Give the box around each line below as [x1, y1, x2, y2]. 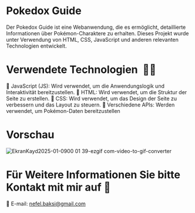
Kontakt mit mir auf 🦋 [6, 181, 111, 194]
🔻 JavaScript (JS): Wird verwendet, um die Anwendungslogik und [6, 82, 164, 89]
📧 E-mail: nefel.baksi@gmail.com [6, 200, 86, 207]
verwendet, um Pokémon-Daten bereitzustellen [6, 107, 120, 114]
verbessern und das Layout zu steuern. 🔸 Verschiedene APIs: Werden [6, 101, 175, 108]
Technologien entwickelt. [6, 42, 67, 49]
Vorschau [6, 128, 55, 142]
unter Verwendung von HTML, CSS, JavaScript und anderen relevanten [6, 36, 179, 43]
